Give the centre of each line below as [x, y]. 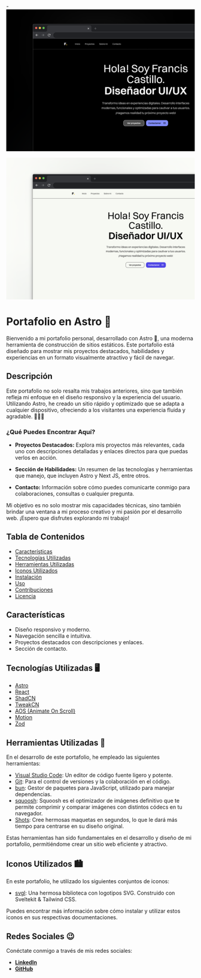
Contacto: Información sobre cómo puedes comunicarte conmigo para [102, 487]
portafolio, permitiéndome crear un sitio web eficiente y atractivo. [87, 844]
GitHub [24, 968]
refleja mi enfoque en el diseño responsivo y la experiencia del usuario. [94, 397]
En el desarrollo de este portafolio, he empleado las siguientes [83, 757]
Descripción [29, 376]
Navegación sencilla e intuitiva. [53, 636]
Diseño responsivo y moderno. [53, 629]
